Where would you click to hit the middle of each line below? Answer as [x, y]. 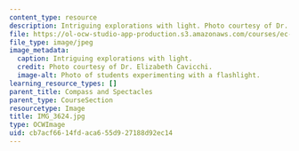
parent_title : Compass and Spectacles [81, 91]
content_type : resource [53, 17]
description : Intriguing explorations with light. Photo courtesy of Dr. [149, 26]
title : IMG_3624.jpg [48, 116]
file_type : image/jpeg [51, 42]
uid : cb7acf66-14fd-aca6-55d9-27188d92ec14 [91, 133]
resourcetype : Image [48, 108]
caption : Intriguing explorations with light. [105, 59]
